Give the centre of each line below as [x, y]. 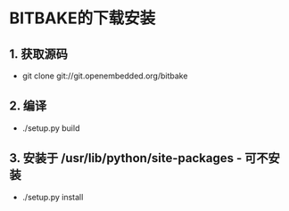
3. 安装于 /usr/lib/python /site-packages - [126, 158]
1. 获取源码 [39, 54]
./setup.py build [51, 128]
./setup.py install [53, 197]
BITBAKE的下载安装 [83, 18]
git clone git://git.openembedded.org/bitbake [105, 76]
